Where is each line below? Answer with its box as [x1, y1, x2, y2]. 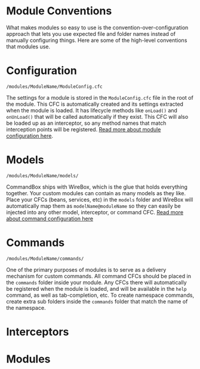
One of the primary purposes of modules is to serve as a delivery [6, 266, 167, 273]
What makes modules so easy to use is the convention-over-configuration [6, 24, 189, 31]
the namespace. [6, 304, 46, 311]
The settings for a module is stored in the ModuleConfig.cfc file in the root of [6, 94, 194, 101]
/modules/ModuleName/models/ [6, 173, 79, 179]
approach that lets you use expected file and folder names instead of [6, 30, 176, 37]
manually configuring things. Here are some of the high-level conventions [6, 36, 187, 44]
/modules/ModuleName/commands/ [6, 256, 84, 262]
